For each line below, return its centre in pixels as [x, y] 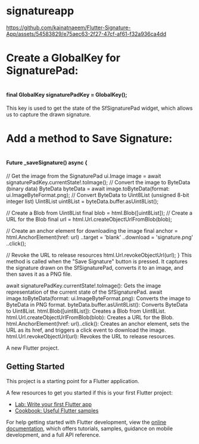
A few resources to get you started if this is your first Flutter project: [89, 393]
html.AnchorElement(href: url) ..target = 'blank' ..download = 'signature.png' [100, 237]
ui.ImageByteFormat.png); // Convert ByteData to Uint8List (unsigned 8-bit [98, 195]
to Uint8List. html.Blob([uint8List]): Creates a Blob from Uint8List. [86, 311]
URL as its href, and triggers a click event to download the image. [86, 330]
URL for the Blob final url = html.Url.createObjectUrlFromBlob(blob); [89, 219]
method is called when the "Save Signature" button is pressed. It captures [97, 261]
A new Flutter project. [33, 348]
